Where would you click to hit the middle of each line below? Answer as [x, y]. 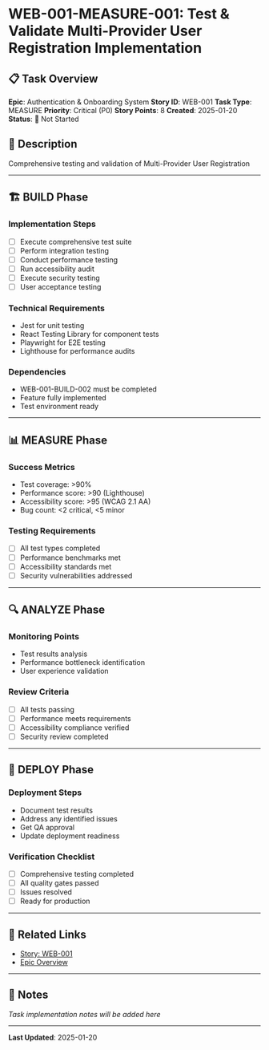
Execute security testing [60, 278]
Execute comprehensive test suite [76, 241]
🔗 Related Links [47, 934]
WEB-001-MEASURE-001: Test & [119, 14]
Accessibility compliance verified [74, 728]
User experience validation [64, 671]
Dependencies [37, 372]
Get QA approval [47, 827]
